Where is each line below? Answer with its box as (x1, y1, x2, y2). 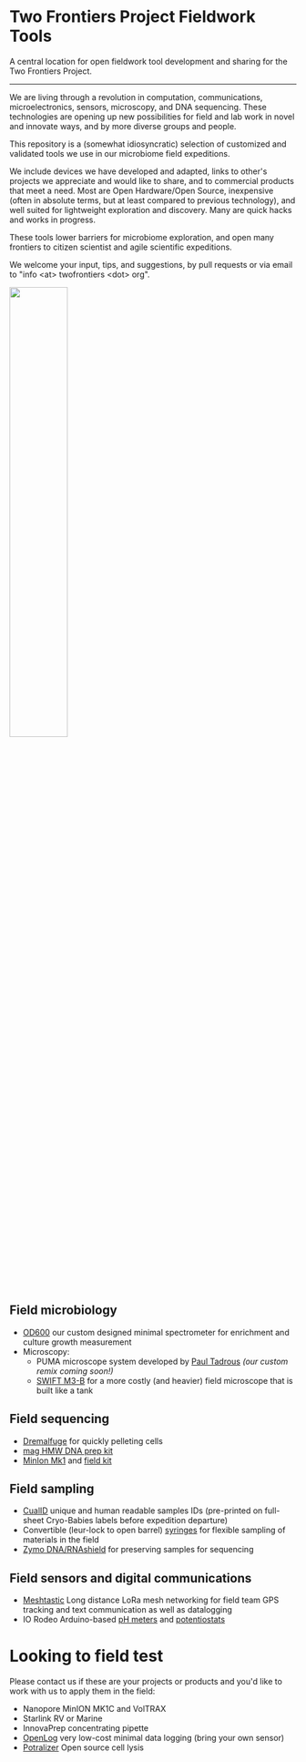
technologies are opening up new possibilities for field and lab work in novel (9, 111, 295, 122)
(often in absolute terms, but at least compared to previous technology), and (9, 194, 296, 206)
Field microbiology (9, 1303, 117, 1318)
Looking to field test (9, 1646, 164, 1666)
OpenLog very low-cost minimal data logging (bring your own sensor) (22, 1733, 285, 1744)
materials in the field (22, 1534, 100, 1545)
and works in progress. (9, 214, 96, 225)
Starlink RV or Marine (22, 1713, 103, 1724)
